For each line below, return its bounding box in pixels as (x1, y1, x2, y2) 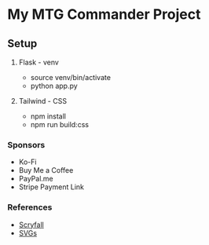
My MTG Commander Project (7, 5, 201, 24)
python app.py (30, 81, 78, 90)
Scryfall (18, 220, 44, 229)
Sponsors (7, 139, 46, 150)
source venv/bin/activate (30, 73, 112, 82)
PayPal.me (18, 174, 53, 184)
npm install (30, 112, 66, 121)
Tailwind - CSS (18, 97, 68, 105)
